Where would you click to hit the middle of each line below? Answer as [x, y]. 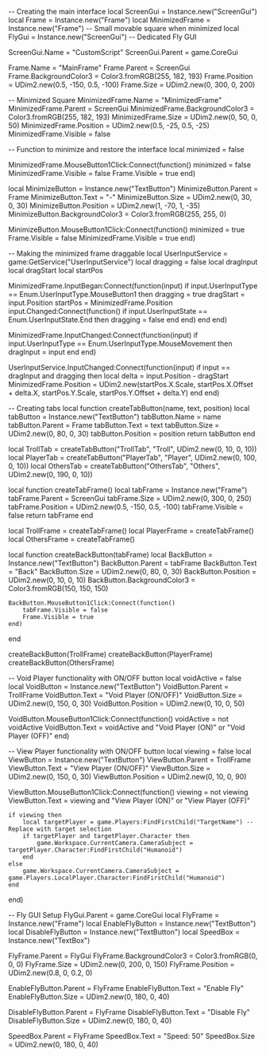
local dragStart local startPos [56, 270]
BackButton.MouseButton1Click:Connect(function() [92, 603]
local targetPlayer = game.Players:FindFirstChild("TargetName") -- [138, 822]
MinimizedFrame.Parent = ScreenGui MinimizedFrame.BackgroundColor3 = [131, 108]
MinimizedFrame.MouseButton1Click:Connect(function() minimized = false [130, 165]
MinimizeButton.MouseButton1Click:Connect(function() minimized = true [127, 229]
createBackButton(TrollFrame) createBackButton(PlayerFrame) [110, 654]
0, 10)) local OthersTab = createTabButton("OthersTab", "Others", [114, 466]
